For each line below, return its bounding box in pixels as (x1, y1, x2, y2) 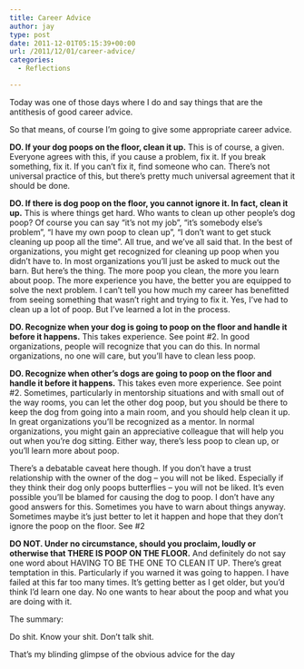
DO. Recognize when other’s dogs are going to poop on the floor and (9, 368, 272, 379)
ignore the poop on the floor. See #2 (9, 520, 145, 531)
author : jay (9, 22, 54, 31)
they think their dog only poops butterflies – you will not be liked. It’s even (9, 482, 284, 493)
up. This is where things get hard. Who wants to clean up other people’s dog (9, 207, 296, 218)
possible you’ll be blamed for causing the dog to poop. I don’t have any (9, 491, 275, 502)
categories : (9, 55, 54, 64)
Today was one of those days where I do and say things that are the (9, 96, 263, 107)
